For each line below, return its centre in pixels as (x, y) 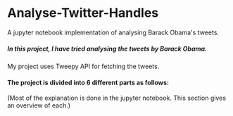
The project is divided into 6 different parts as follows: (88, 82)
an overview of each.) (39, 105)
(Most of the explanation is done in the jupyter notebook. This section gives (117, 98)
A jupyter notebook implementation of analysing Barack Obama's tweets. (113, 32)
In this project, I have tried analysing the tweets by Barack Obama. (107, 49)
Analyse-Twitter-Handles (83, 13)
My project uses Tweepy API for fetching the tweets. (83, 66)
